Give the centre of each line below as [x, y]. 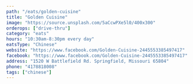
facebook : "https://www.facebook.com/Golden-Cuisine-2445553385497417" [97, 56]
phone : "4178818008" [32, 67]
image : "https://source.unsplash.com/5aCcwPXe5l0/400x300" [81, 22]
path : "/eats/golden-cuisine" [44, 12]
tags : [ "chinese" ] [29, 72]
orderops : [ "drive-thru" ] [38, 28]
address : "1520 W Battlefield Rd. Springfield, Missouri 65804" [88, 61]
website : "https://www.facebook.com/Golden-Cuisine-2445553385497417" [96, 50]
